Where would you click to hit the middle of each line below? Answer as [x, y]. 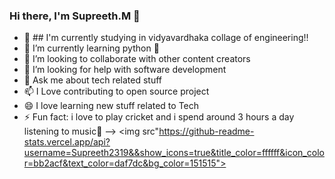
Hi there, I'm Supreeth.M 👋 [75, 16]
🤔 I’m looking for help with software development [125, 70]
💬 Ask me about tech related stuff [93, 80]
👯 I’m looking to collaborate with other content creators [137, 59]
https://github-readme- [206, 131]
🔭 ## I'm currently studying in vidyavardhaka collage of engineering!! [166, 38]
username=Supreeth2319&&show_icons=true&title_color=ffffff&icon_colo [174, 153]
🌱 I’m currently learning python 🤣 [91, 48]
